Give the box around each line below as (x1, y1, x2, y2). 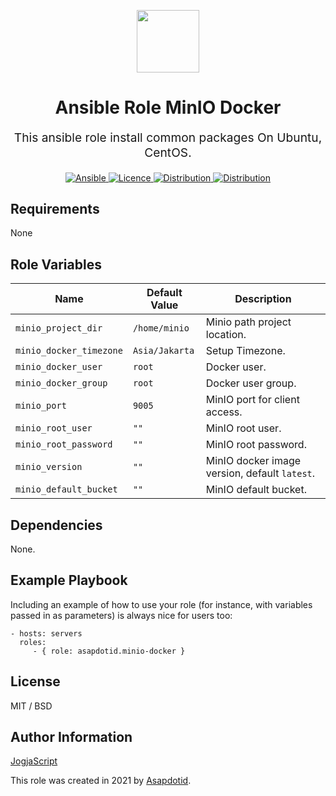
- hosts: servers (10, 628, 83, 639)
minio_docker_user (15, 361, 103, 373)
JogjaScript (10, 755, 58, 767)
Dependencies (10, 516, 103, 534)
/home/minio (132, 323, 190, 334)
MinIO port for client (205, 393, 300, 407)
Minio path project (205, 315, 292, 329)
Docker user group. (205, 376, 297, 390)
